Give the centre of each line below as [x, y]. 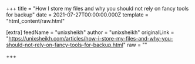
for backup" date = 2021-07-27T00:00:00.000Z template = [77, 15]
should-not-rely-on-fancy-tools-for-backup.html [65, 45]
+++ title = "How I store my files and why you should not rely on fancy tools [97, 9]
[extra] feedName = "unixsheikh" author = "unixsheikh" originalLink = [90, 32]
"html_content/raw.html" [36, 21]
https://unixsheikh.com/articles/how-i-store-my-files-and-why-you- [91, 38]
